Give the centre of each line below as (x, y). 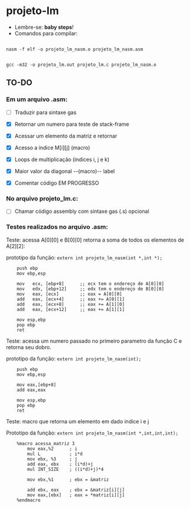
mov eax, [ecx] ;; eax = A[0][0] (69, 294)
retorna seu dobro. (29, 347)
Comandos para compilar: (46, 33)
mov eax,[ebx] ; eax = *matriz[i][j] (76, 495)
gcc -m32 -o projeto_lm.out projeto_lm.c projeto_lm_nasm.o (81, 65)
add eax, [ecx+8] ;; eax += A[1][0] (71, 304)
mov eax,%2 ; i (52, 449)
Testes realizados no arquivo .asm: (57, 227)
